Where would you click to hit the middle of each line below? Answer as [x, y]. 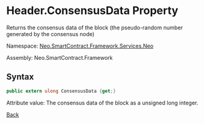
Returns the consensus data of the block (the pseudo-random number [95, 27]
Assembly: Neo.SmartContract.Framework [60, 57]
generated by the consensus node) [50, 34]
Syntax [20, 77]
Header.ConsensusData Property [92, 11]
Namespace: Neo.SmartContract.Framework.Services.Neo [80, 46]
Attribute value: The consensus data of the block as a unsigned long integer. [102, 103]
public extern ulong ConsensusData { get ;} [61, 91]
